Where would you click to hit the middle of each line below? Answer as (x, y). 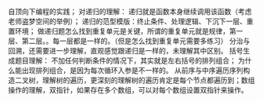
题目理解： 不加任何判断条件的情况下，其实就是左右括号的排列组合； (125, 60)
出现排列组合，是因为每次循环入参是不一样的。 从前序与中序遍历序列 (132, 70)
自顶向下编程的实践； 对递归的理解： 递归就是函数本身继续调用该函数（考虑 (130, 11)
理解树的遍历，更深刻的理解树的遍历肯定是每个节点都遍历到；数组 (148, 80)
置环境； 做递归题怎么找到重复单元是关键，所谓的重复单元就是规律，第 (122, 31)
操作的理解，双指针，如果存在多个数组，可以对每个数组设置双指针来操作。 (128, 90)
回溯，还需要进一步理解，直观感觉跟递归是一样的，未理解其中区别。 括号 (126, 51)
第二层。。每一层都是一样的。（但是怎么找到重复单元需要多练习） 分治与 (136, 41)
